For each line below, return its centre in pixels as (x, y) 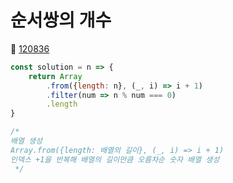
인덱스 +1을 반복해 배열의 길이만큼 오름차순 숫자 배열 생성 (115, 159)
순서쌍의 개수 (61, 20)
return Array (55, 76)
